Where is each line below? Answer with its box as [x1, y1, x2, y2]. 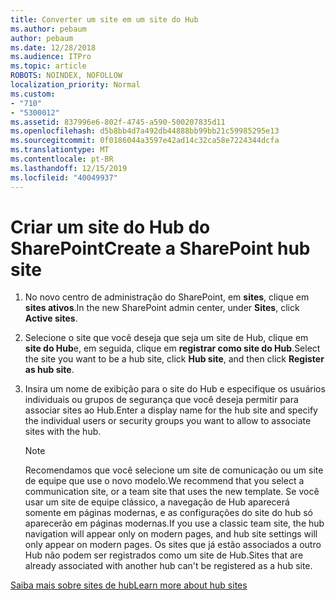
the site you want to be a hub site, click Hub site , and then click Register [24, 353, 325, 365]
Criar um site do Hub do [10, 216, 211, 238]
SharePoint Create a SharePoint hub [10, 237, 311, 260]
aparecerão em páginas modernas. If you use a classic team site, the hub [24, 517, 325, 530]
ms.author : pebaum [10, 24, 87, 34]
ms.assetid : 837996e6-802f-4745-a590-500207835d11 [10, 117, 226, 127]
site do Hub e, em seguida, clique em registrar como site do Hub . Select [24, 342, 321, 355]
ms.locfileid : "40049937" [10, 172, 118, 183]
